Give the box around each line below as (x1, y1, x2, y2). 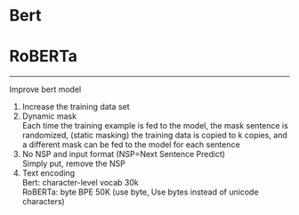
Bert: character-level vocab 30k (21, 178, 140, 188)
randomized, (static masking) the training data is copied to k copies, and (21, 130, 287, 141)
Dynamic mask (21, 111, 77, 121)
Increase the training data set (21, 102, 131, 112)
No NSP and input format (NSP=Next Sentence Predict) (21, 149, 225, 160)
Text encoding (21, 168, 76, 178)
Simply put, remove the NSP (21, 158, 126, 170)
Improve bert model (9, 84, 82, 95)
